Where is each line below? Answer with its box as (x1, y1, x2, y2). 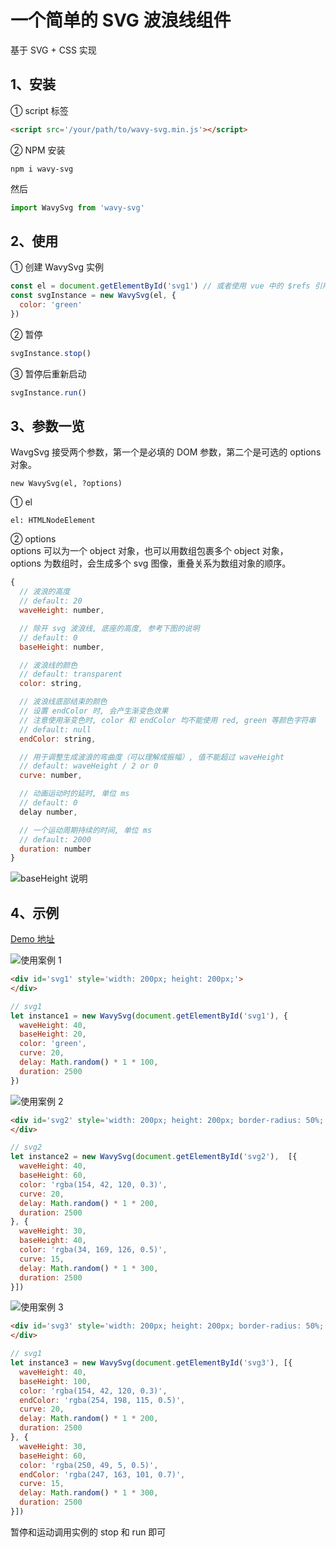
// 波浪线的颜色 (19, 660, 78, 670)
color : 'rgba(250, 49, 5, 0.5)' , (19, 1460, 159, 1470)
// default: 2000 (19, 834, 92, 845)
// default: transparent (19, 669, 123, 680)
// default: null (19, 724, 92, 735)
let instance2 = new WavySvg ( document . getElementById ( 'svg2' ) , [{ (10, 1152, 298, 1162)
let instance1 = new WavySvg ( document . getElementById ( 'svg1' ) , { (10, 1011, 289, 1021)
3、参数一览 (10, 417, 85, 435)
